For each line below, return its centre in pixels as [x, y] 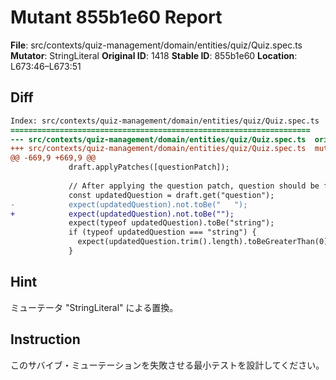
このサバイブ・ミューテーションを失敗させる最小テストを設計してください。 [167, 365]
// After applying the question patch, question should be [194, 186]
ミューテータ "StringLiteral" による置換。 [94, 307]
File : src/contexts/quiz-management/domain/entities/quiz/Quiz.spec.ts [156, 45]
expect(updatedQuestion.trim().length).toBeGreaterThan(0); [205, 242]
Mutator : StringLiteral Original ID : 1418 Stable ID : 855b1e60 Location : [154, 55]
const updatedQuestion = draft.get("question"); [171, 195]
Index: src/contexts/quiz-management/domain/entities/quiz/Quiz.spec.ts [165, 121]
